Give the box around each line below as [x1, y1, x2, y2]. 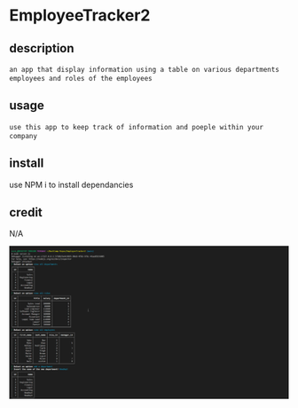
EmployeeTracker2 [9, 5, 151, 26]
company [9, 131, 38, 140]
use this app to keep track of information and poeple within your [9, 122, 264, 131]
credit [9, 205, 43, 220]
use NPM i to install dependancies [9, 179, 134, 190]
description [9, 41, 74, 56]
